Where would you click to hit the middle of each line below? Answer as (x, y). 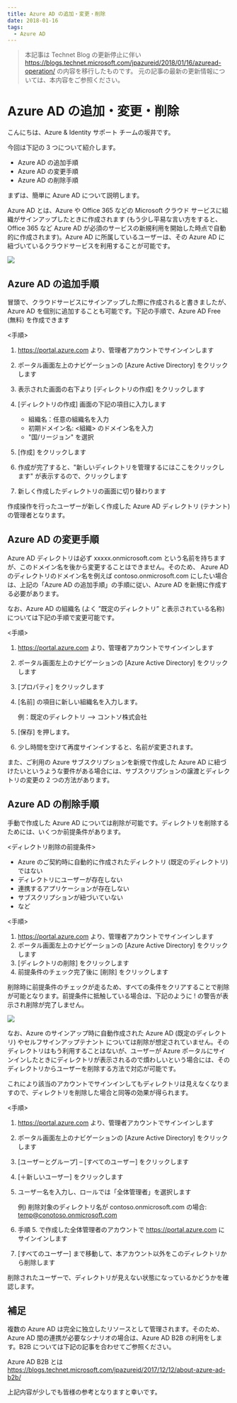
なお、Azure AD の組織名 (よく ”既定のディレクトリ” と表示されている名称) (116, 608)
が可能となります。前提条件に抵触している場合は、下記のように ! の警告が (115, 996)
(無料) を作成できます (39, 320)
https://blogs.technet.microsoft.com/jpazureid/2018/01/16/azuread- (123, 63)
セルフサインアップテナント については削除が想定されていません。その (127, 1042)
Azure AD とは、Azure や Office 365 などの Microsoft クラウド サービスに (115, 211)
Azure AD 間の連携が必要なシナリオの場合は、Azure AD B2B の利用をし (112, 1338)
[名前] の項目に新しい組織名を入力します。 (79, 701)
